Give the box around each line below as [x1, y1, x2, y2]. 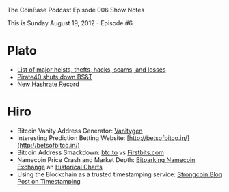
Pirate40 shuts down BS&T [16, 72, 93, 81]
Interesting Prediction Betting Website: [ [16, 133, 130, 142]
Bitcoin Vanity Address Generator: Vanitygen [16, 126, 143, 135]
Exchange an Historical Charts [16, 163, 103, 171]
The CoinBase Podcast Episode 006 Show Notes [7, 6, 145, 14]
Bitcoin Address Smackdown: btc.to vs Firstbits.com [16, 148, 164, 156]
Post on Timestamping [16, 177, 81, 185]
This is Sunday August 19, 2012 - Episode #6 [7, 19, 133, 27]
